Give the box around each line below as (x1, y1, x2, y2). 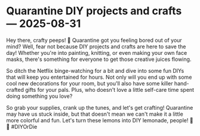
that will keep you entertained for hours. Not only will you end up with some (6, 73, 192, 81)
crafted (6, 86, 24, 93)
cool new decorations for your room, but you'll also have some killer (6, 79, 173, 87)
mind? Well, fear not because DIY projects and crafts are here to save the (6, 43, 186, 50)
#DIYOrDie (11, 123, 38, 130)
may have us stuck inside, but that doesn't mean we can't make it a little (6, 110, 183, 118)
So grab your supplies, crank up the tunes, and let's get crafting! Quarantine (6, 104, 193, 111)
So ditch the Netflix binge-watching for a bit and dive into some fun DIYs (6, 67, 184, 74)
